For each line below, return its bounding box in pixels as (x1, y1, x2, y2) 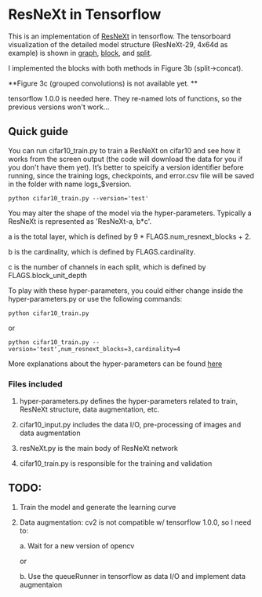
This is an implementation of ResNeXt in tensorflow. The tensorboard (8, 31, 231, 41)
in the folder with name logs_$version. (8, 179, 132, 189)
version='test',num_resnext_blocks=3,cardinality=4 (8, 345, 180, 353)
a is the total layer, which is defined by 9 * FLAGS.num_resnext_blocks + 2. (8, 232, 252, 241)
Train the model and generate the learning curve (19, 502, 176, 511)
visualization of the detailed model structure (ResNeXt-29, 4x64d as (8, 39, 228, 49)
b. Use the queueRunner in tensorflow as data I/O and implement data (19, 571, 246, 581)
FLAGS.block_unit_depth (8, 270, 88, 280)
